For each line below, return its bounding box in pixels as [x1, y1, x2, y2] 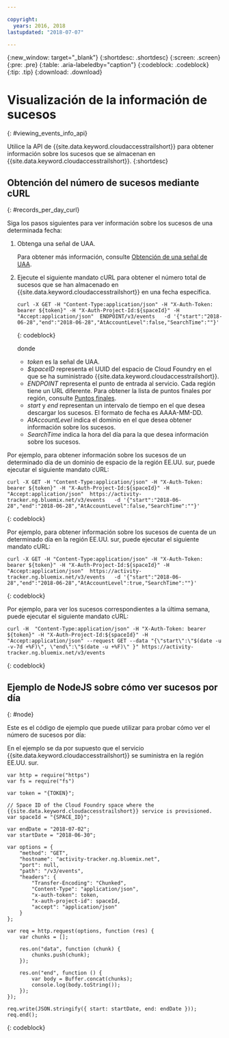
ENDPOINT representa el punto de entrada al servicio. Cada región [27, 379, 215, 388]
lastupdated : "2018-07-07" [7, 29, 84, 36]
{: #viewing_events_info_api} [7, 129, 87, 138]
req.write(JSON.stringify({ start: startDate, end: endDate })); [7, 1005, 197, 1012]
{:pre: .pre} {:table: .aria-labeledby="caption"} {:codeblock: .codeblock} [7, 61, 210, 69]
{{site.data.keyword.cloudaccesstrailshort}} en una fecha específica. [16, 288, 211, 296]
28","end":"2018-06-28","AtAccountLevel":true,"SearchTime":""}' [7, 580, 197, 587]
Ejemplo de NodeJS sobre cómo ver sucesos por [7, 681, 218, 693]
